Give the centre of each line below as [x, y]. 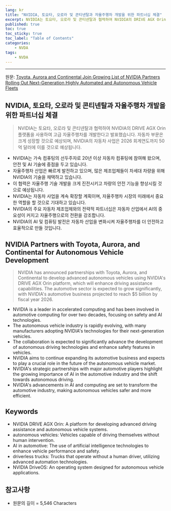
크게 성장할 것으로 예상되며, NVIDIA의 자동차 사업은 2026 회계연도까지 [88, 141]
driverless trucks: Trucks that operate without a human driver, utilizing [86, 456]
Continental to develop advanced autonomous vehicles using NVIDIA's [92, 278]
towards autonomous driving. [44, 380]
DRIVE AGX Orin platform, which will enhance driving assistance [85, 283]
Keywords [22, 412]
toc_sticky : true [24, 34]
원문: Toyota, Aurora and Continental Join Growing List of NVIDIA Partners [83, 77]
